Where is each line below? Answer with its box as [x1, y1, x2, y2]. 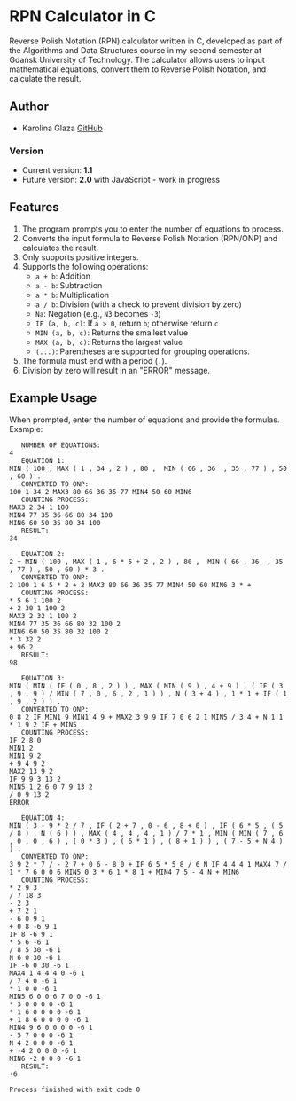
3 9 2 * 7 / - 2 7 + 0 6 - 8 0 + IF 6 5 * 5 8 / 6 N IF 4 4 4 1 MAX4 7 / [9, 860, 288, 869]
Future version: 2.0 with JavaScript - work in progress [21, 175, 220, 185]
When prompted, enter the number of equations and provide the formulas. [9, 414, 280, 425]
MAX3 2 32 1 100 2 [9, 611, 77, 620]
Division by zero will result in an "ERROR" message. [21, 365, 211, 375]
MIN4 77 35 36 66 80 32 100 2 [9, 619, 121, 628]
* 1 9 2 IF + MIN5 [9, 720, 77, 729]
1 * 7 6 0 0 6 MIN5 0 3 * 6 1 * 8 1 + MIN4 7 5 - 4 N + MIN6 [9, 868, 240, 877]
